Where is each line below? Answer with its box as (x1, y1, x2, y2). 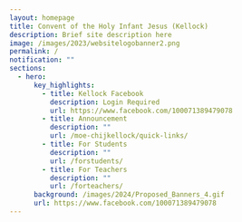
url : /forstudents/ (49, 156, 124, 166)
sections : (9, 64, 47, 73)
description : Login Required (49, 97, 160, 107)
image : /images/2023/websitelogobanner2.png (9, 38, 180, 48)
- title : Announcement (42, 114, 128, 123)
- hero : (17, 72, 47, 82)
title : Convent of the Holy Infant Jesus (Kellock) (9, 22, 208, 31)
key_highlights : (33, 81, 95, 90)
